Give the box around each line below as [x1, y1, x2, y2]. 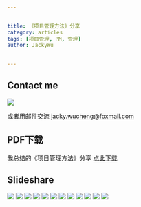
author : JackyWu [7, 42, 54, 49]
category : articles [7, 29, 63, 36]
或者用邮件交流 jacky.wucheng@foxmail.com [7, 112, 134, 120]
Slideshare [7, 174, 54, 186]
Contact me [7, 80, 58, 92]
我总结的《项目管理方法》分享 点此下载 [7, 153, 118, 162]
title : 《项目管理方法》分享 [7, 22, 80, 30]
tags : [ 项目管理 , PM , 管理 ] [7, 35, 81, 42]
